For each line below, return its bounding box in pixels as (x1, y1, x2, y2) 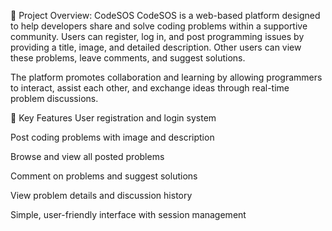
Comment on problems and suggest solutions (10, 170, 198, 182)
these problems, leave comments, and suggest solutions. (10, 52, 246, 64)
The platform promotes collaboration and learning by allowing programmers (10, 71, 323, 83)
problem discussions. (10, 93, 99, 104)
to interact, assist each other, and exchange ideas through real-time (10, 82, 290, 94)
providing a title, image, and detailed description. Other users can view (10, 41, 302, 53)
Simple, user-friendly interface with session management (10, 209, 247, 220)
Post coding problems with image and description (10, 131, 215, 143)
